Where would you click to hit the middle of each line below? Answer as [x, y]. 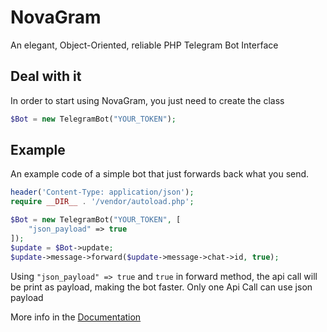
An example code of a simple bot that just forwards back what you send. [160, 174]
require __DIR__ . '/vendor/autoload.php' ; [102, 202]
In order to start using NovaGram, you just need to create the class [147, 100]
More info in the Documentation [76, 317]
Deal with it [46, 76]
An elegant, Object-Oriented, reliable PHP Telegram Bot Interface [144, 45]
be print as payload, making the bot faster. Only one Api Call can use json [161, 287]
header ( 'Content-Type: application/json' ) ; [102, 192]
